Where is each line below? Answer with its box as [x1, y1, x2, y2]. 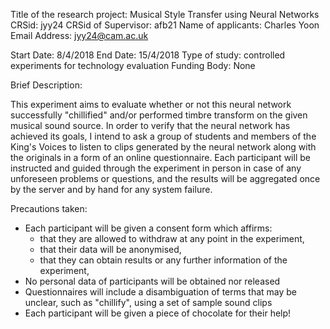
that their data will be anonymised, [39, 244, 182, 255]
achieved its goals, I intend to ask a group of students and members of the [10, 130, 317, 142]
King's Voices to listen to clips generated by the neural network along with [10, 141, 317, 153]
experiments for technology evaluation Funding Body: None [10, 60, 256, 71]
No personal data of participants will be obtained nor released [24, 275, 281, 287]
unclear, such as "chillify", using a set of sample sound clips [24, 297, 273, 308]
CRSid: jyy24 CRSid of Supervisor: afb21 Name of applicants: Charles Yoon [10, 19, 320, 31]
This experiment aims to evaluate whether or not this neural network [10, 99, 292, 110]
